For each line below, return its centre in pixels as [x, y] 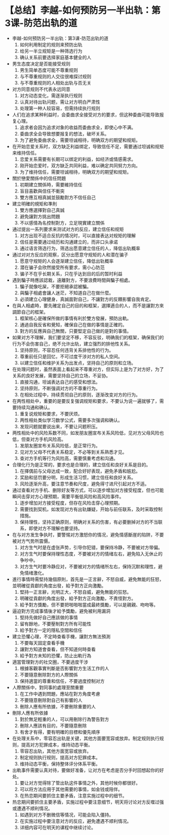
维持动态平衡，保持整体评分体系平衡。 [60, 764]
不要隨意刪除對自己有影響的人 [51, 700]
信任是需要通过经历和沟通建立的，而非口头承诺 [69, 242]
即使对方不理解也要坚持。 [55, 528]
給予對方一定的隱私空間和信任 [51, 630]
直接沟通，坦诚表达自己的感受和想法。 [60, 382]
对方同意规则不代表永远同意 [41, 89]
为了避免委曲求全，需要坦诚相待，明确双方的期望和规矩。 [80, 140]
